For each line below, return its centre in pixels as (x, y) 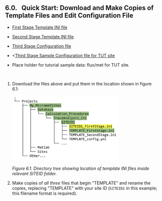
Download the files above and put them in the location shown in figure (82, 84)
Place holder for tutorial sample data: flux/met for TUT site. (71, 65)
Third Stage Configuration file (42, 46)
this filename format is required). (44, 193)
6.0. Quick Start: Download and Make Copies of (79, 8)
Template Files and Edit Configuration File (69, 16)
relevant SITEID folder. (34, 173)
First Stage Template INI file (40, 27)
